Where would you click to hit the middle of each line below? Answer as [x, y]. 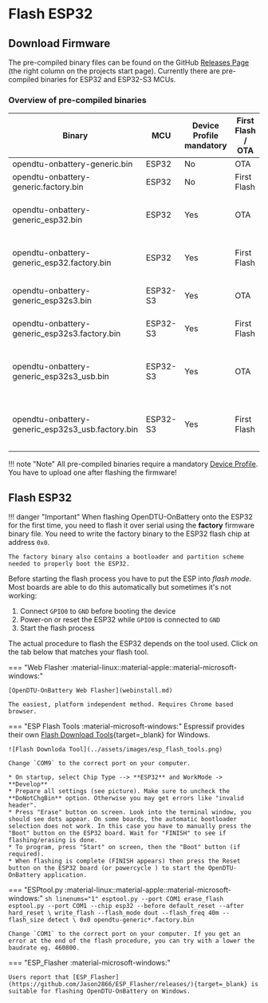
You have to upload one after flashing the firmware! [93, 472]
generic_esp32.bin [47, 220]
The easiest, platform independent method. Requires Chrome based [121, 705]
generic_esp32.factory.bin [62, 263]
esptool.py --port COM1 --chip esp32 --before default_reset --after [126, 906]
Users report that [39, 977]
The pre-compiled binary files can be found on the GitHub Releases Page [129, 62]
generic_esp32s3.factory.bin [67, 334]
